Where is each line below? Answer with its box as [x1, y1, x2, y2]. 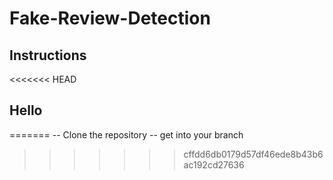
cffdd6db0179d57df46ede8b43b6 [183, 148, 324, 160]
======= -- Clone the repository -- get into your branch [9, 128, 244, 141]
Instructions [9, 47, 87, 64]
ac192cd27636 [183, 158, 245, 171]
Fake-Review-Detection [9, 7, 211, 30]
